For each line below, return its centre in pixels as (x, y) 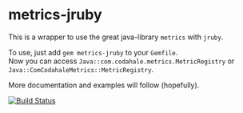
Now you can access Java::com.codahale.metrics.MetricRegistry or (121, 61)
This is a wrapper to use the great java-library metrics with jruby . (116, 37)
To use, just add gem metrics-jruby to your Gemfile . (93, 52)
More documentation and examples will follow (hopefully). (104, 85)
